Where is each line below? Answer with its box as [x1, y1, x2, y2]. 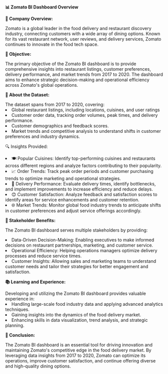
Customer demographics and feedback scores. [12, 123, 109, 129]
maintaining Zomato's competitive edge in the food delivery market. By [5, 347, 151, 353]
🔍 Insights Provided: [5, 143, 48, 149]
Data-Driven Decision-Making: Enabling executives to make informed [12, 237, 154, 243]
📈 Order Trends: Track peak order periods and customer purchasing [12, 168, 154, 174]
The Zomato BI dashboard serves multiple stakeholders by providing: [5, 227, 148, 233]
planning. [5, 322, 25, 328]
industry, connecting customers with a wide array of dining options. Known [5, 31, 160, 37]
